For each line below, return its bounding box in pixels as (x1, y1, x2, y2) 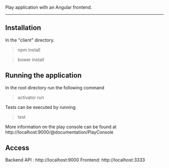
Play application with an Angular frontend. (5, 5, 92, 10)
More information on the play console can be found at (5, 124, 117, 130)
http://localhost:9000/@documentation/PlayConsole (5, 129, 114, 135)
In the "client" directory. (5, 37, 55, 43)
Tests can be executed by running (5, 104, 76, 110)
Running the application (5, 71, 82, 80)
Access (5, 144, 29, 152)
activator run (17, 94, 44, 100)
